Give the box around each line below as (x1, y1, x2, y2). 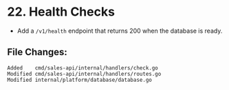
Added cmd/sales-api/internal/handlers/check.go (7, 64, 158, 72)
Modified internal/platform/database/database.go (7, 76, 153, 83)
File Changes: (7, 46, 67, 58)
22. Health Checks (7, 4, 116, 20)
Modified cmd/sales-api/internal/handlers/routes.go (7, 70, 162, 77)
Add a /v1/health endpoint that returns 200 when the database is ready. (17, 27, 223, 35)
